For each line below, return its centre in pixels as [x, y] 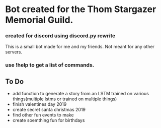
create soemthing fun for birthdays [49, 120]
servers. [14, 52]
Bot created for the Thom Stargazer [81, 9]
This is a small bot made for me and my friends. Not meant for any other [80, 47]
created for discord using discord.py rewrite [60, 36]
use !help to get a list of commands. [50, 65]
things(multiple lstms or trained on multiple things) [65, 99]
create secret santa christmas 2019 [49, 110]
